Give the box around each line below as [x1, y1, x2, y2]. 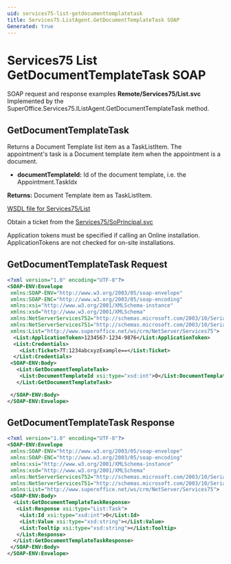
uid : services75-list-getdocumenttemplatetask [7, 10, 143, 17]
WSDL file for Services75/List [7, 204, 91, 213]
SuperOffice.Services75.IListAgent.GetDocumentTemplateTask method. [7, 105, 210, 113]
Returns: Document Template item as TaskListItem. [7, 191, 153, 199]
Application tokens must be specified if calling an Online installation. [7, 231, 201, 239]
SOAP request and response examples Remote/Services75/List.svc [7, 90, 201, 98]
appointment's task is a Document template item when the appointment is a [7, 150, 221, 158]
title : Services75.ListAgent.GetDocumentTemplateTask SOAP [7, 17, 180, 23]
